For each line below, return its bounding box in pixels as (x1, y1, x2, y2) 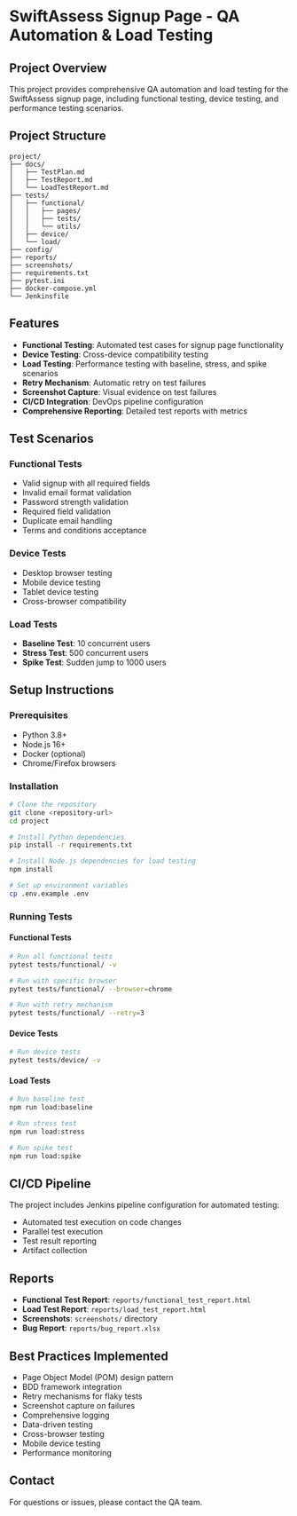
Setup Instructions (9, 683, 114, 698)
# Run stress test (9, 1119, 77, 1128)
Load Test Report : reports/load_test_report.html (21, 1304, 207, 1315)
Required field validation (21, 506, 111, 517)
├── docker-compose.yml (9, 284, 98, 293)
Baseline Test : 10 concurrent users (21, 637, 151, 649)
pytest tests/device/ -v (9, 1056, 101, 1065)
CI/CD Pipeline (9, 1176, 91, 1191)
